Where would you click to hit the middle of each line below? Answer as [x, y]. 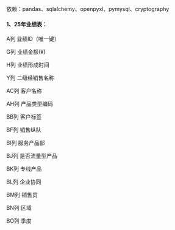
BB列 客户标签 [24, 117]
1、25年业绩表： [27, 24]
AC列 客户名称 [24, 91]
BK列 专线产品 [24, 169]
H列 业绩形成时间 [28, 65]
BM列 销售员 [22, 195]
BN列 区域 [19, 208]
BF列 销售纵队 [24, 130]
